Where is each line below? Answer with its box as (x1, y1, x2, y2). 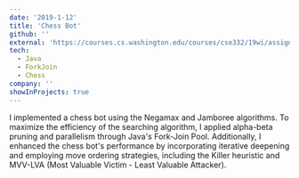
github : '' (9, 29, 50, 38)
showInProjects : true (9, 87, 90, 96)
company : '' (9, 79, 53, 88)
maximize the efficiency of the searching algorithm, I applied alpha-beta (9, 121, 273, 132)
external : (9, 37, 46, 47)
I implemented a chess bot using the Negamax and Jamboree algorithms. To (9, 112, 289, 123)
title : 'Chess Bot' (9, 21, 82, 30)
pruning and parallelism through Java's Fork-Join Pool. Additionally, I (9, 131, 262, 142)
